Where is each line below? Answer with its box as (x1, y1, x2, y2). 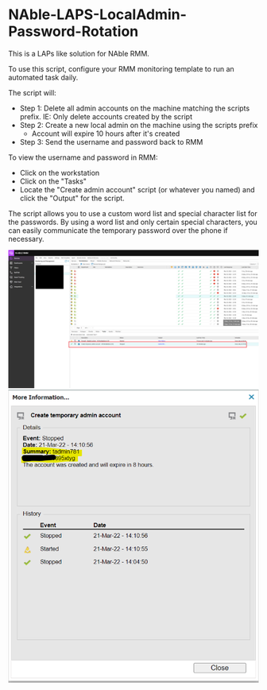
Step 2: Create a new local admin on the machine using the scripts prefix (19, 120, 258, 130)
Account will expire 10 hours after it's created (31, 129, 180, 138)
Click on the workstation (19, 168, 100, 177)
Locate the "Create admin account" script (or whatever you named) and (19, 184, 256, 194)
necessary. (8, 234, 45, 243)
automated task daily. (8, 72, 79, 82)
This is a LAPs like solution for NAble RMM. (8, 48, 149, 58)
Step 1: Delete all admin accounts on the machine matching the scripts (19, 103, 250, 113)
